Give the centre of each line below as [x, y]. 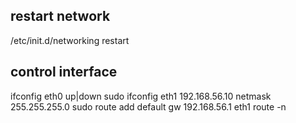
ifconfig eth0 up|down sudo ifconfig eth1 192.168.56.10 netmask [141, 96]
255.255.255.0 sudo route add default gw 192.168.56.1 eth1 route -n [148, 106]
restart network [60, 16]
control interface [64, 72]
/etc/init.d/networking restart [70, 40]
